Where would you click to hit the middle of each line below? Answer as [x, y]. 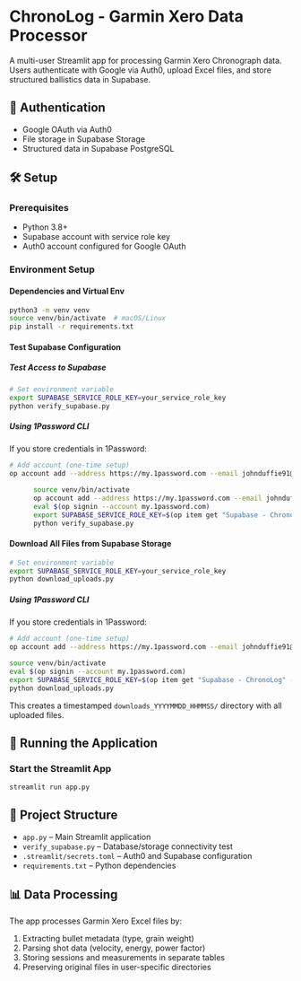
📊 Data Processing [64, 895]
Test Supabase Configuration [65, 346]
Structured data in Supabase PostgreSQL [98, 148]
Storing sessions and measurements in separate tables [124, 957]
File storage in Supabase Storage [84, 139]
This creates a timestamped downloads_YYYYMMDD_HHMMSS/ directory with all [146, 705]
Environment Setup [52, 269]
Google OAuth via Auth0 [67, 129]
